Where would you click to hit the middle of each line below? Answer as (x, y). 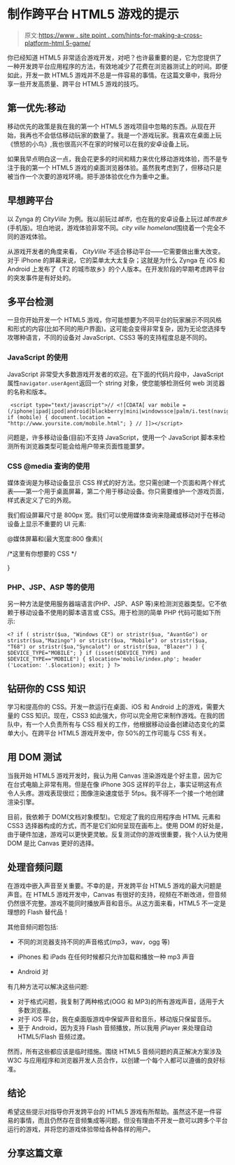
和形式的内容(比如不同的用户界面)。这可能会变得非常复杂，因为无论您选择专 (117, 329)
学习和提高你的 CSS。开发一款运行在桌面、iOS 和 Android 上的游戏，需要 (113, 707)
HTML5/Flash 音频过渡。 (53, 1037)
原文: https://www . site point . (67, 35)
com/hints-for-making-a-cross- (157, 35)
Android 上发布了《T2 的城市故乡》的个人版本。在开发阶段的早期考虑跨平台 (116, 269)
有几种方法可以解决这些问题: (48, 986)
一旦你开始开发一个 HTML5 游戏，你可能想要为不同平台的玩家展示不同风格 (115, 320)
